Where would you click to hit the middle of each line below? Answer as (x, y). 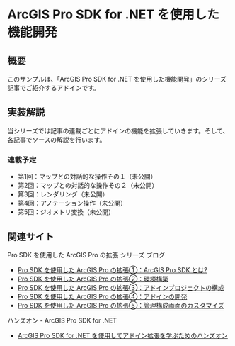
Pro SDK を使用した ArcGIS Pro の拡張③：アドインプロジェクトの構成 (121, 287)
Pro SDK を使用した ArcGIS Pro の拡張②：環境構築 (93, 279)
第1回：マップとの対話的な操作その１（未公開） (87, 177)
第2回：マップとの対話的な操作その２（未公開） (88, 186)
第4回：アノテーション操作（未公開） (72, 203)
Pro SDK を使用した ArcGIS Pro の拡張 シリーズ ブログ (86, 255)
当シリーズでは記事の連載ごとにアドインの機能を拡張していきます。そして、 (118, 130)
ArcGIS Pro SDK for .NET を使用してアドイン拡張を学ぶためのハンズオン (123, 335)
